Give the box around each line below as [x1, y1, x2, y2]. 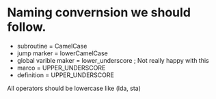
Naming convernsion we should [7, 5, 191, 20]
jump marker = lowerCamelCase [16, 49, 108, 57]
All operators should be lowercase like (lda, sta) [7, 84, 141, 92]
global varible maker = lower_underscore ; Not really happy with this [16, 56, 210, 64]
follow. [7, 19, 46, 35]
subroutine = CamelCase [16, 42, 87, 50]
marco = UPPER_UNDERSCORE [16, 63, 106, 72]
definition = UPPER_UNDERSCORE [16, 70, 114, 79]
